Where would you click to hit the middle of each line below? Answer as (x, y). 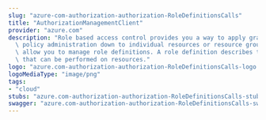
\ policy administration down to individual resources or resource (129, 45)
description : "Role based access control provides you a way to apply (127, 37)
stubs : (19, 96)
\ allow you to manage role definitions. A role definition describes (134, 52)
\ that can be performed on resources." (83, 60)
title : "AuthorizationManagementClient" (76, 23)
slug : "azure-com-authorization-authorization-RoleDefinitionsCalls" (125, 15)
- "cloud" (25, 89)
